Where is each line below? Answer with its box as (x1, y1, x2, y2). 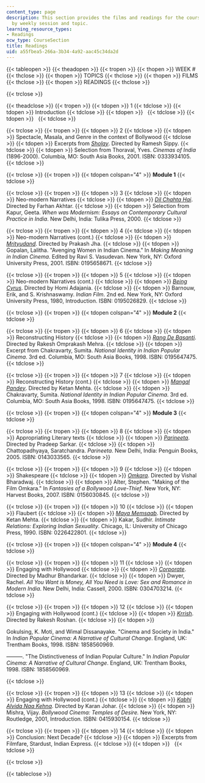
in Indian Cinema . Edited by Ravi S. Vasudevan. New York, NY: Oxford (6, 252, 182, 260)
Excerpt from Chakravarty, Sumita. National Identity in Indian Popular (6, 346, 181, 354)
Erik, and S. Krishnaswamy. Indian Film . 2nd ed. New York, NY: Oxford (6, 290, 182, 298)
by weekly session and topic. (12, 20, 88, 26)
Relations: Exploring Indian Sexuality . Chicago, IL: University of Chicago (6, 522, 187, 529)
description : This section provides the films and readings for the (6, 15, 184, 21)
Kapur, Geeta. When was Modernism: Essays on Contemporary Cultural (6, 209, 187, 216)
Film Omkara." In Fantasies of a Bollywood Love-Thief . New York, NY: (6, 484, 181, 492)
